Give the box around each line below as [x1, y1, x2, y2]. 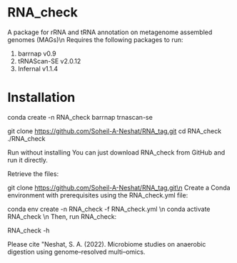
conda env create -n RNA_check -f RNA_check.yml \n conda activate [7, 205, 211, 213]
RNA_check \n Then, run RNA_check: [7, 212, 117, 221]
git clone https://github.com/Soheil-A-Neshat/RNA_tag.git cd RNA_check [7, 126, 222, 135]
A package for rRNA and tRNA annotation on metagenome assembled [7, 28, 213, 36]
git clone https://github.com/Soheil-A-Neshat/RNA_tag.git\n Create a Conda [7, 183, 231, 192]
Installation [7, 90, 76, 105]
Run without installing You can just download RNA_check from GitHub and [7, 148, 226, 157]
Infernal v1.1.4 [17, 64, 59, 73]
